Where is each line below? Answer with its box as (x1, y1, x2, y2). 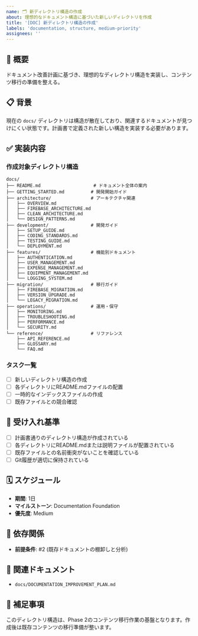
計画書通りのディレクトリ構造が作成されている (14, 434, 129, 441)
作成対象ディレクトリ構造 (6, 163, 79, 171)
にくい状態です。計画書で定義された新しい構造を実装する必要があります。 (11, 124, 191, 131)
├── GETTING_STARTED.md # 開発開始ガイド (6, 189, 127, 195)
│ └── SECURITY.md (6, 325, 57, 330)
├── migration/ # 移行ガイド (6, 282, 118, 288)
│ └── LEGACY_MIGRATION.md (6, 297, 78, 303)
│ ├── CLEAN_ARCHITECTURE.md (6, 211, 83, 217)
